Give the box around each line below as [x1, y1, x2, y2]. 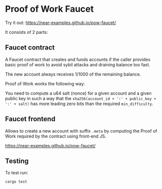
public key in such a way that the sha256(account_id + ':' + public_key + [5, 95, 156, 101]
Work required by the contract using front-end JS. [5, 133, 107, 139]
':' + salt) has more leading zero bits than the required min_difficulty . [5, 101, 154, 107]
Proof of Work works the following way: [5, 81, 85, 86]
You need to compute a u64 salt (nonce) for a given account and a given [5, 90, 152, 96]
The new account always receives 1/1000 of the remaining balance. [5, 71, 141, 77]
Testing [5, 157, 29, 165]
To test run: [5, 170, 28, 176]
